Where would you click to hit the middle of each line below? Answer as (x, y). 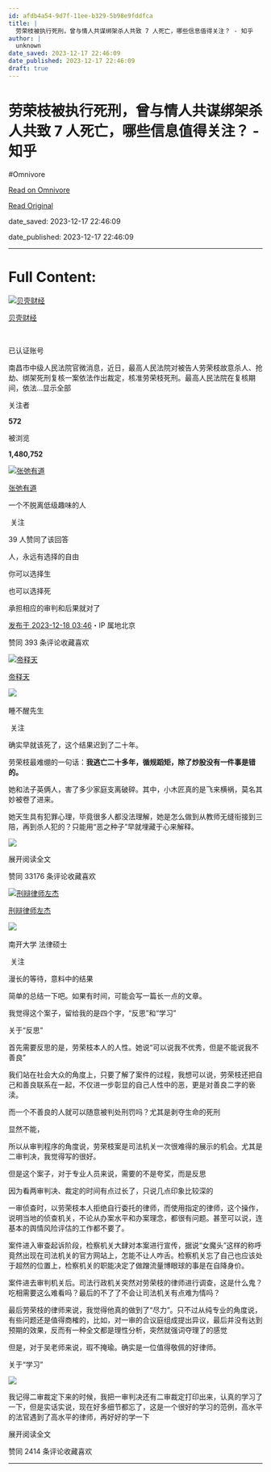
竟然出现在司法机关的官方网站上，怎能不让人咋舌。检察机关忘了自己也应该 (132, 1255)
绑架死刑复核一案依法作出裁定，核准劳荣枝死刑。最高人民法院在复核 (135, 377)
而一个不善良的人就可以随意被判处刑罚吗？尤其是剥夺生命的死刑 (114, 1112)
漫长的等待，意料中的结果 (51, 978)
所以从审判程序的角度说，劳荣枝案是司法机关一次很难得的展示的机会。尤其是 (135, 1146)
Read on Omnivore (39, 190)
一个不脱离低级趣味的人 (47, 505)
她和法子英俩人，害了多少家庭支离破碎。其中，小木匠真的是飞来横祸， (125, 789)
